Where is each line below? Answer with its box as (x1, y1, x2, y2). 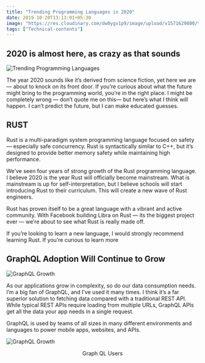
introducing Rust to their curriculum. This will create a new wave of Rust (6, 186, 187, 194)
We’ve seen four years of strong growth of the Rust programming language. (6, 167, 197, 174)
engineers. (6, 193, 34, 200)
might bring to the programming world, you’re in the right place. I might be (6, 90, 193, 97)
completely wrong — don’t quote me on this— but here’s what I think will (6, 96, 189, 104)
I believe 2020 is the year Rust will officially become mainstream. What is (6, 174, 190, 181)
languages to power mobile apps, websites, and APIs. (6, 326, 141, 333)
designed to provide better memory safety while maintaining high (6, 149, 171, 156)
